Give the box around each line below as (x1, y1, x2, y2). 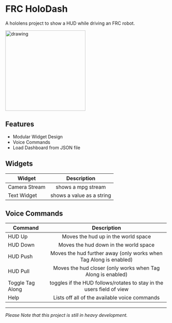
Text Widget (8, 191, 37, 199)
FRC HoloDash (5, 3, 68, 15)
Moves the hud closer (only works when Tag (53, 264, 160, 272)
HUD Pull (8, 268, 30, 275)
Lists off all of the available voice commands (53, 294, 160, 301)
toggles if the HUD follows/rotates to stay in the (49, 279, 164, 286)
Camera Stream (8, 183, 46, 190)
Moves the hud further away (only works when (50, 250, 163, 257)
